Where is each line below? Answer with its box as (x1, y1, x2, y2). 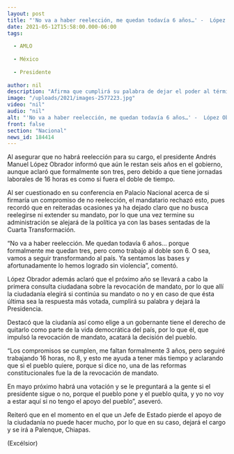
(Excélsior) (7, 439, 38, 448)
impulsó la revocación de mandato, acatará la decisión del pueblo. (7, 333, 197, 342)
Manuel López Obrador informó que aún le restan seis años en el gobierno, (7, 160, 223, 168)
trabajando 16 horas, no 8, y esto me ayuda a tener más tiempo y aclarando (7, 354, 224, 363)
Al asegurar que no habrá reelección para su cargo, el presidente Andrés (7, 153, 217, 161)
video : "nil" (7, 101, 45, 108)
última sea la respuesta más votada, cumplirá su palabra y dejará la (7, 298, 201, 306)
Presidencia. (7, 305, 43, 313)
